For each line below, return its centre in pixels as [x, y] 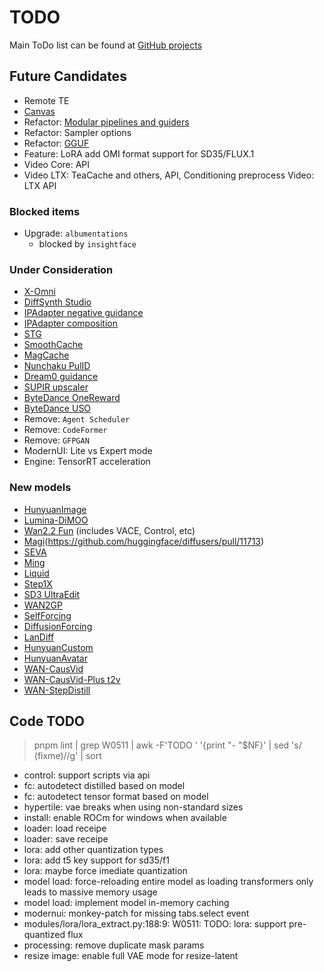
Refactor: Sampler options [77, 132]
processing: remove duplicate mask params [114, 945]
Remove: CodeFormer [65, 430]
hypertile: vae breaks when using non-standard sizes [133, 807]
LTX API [40, 185]
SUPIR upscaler [56, 387]
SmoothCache [53, 345]
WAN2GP [43, 605]
